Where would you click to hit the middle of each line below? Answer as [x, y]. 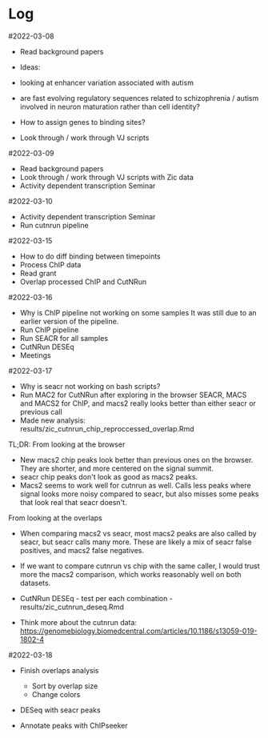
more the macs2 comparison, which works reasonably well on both [130, 574]
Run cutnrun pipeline [54, 225]
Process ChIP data [50, 264]
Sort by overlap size [65, 686]
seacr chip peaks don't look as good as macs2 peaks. [109, 476]
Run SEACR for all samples [64, 338]
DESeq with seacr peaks [60, 710]
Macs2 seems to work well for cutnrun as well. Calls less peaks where [135, 485]
